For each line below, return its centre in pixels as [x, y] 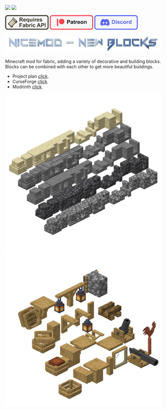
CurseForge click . [30, 82]
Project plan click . [30, 76]
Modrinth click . [28, 87]
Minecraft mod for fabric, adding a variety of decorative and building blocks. [83, 61]
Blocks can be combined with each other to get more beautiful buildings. [79, 67]
